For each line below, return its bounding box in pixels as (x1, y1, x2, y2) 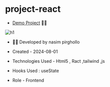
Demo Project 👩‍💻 (12, 20, 47, 26)
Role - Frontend (12, 77, 44, 83)
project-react (5, 3, 61, 15)
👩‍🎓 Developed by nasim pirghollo (12, 39, 80, 45)
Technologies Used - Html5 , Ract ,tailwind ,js (12, 58, 105, 64)
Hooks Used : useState (12, 68, 59, 74)
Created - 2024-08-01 (12, 48, 58, 54)
